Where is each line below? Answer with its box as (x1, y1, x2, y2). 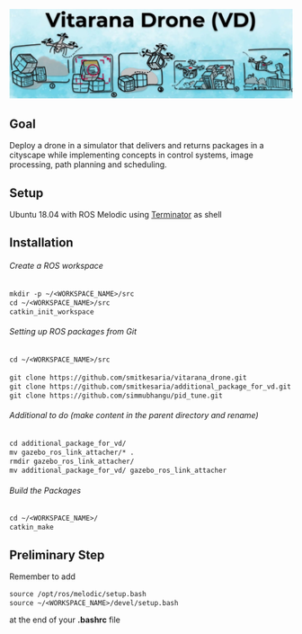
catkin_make (9, 522, 54, 532)
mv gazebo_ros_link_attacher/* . (9, 448, 135, 458)
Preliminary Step (9, 547, 105, 562)
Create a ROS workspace (9, 261, 103, 272)
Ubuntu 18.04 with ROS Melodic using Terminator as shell (9, 210, 222, 220)
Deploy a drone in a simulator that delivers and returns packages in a (9, 140, 264, 151)
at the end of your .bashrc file (9, 614, 121, 625)
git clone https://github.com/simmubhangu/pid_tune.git (9, 391, 223, 400)
